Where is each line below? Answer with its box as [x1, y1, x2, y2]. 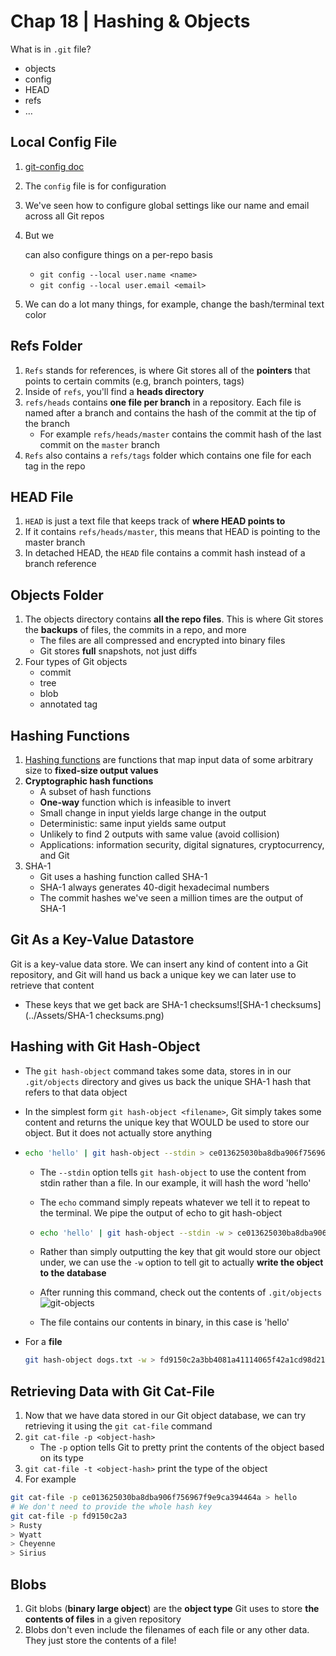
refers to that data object [24, 1086, 128, 1098]
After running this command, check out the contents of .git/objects [39, 1286, 323, 1299]
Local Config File [10, 134, 118, 151]
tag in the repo [24, 460, 86, 472]
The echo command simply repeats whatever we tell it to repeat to [39, 1196, 311, 1208]
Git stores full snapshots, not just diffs [39, 645, 198, 657]
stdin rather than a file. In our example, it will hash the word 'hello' [39, 1176, 312, 1189]
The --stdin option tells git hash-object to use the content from [39, 1166, 307, 1178]
